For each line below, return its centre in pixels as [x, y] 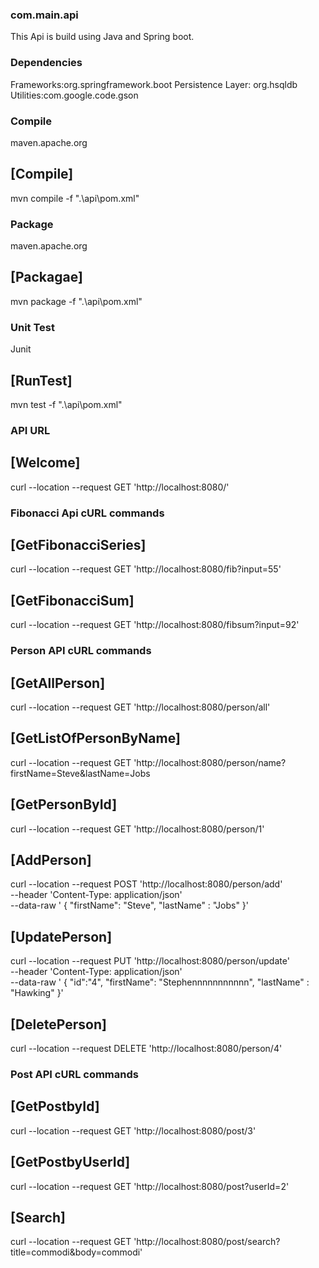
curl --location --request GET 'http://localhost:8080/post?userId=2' [150, 1186]
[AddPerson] [51, 859]
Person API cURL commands [81, 651]
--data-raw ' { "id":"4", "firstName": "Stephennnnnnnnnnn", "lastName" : [160, 982]
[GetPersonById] [64, 804]
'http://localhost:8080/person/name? [210, 762]
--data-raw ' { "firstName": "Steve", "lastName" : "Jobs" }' [130, 905]
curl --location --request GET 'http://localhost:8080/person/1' [137, 829]
